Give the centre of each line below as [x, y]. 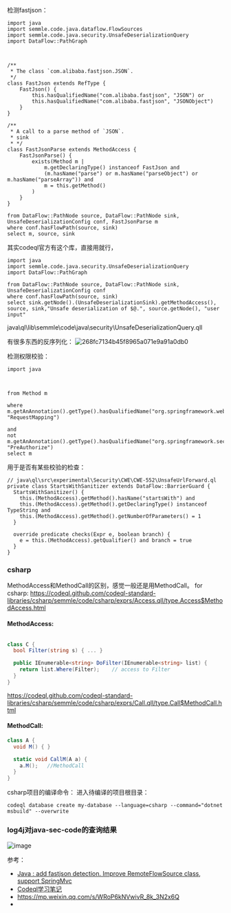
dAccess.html [26, 608]
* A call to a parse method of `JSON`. [67, 131]
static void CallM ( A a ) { [51, 759]
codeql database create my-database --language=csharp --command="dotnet [115, 806]
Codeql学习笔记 [40, 889]
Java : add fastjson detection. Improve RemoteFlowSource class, [109, 873]
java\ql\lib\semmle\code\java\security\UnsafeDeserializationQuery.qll [105, 327]
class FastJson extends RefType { [57, 83]
